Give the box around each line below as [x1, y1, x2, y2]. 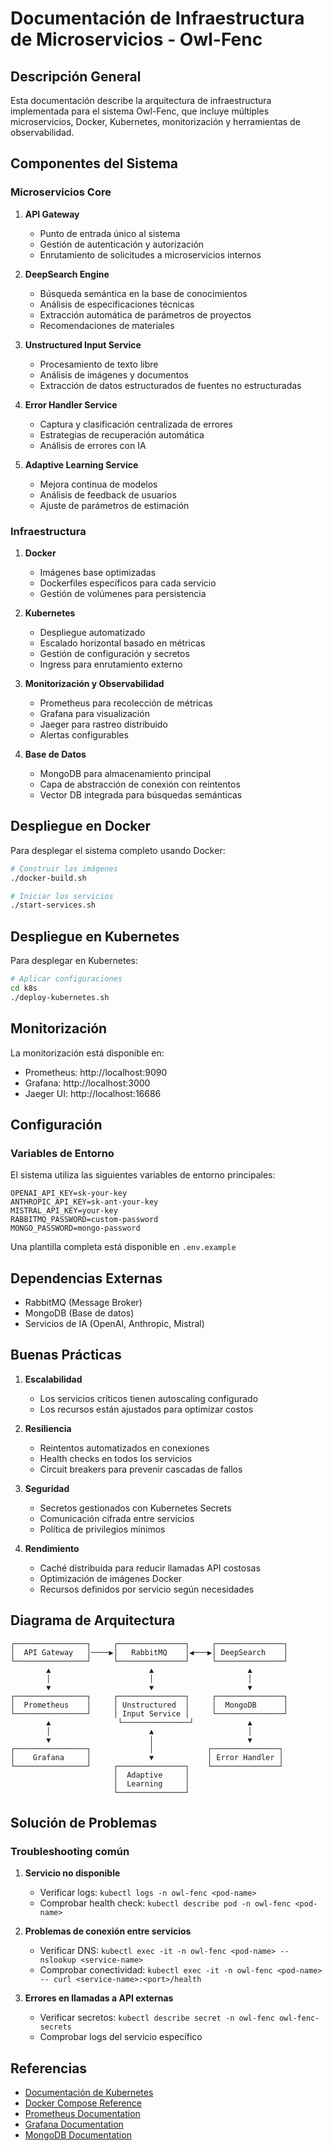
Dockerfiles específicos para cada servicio [39, 577, 217, 589]
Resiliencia [24, 1422, 72, 1434]
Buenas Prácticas [10, 1347, 122, 1364]
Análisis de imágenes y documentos [39, 368, 189, 381]
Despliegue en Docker [10, 818, 152, 835]
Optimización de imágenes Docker [39, 1572, 183, 1584]
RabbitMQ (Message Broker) [24, 1297, 143, 1309]
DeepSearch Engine [24, 268, 110, 280]
